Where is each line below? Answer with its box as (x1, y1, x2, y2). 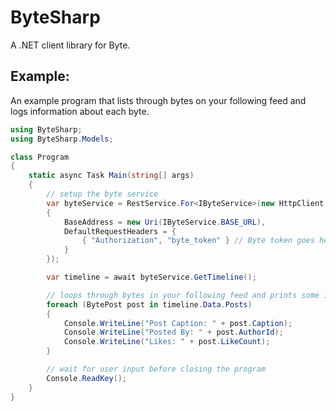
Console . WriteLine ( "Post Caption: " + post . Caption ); (63, 318, 293, 328)
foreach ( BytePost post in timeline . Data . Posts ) (46, 299, 253, 310)
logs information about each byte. (10, 105, 150, 117)
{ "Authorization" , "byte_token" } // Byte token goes (81, 236, 315, 246)
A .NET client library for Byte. (10, 39, 131, 51)
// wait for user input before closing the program (46, 364, 267, 374)
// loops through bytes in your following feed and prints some (46, 290, 320, 300)
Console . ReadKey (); (46, 373, 128, 383)
